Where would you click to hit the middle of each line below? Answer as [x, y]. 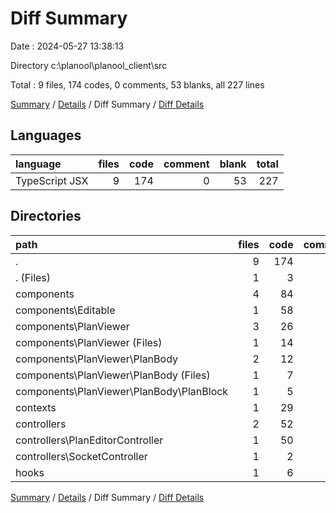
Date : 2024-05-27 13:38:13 [67, 46]
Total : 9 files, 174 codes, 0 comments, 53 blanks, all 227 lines [137, 84]
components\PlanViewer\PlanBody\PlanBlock [122, 391]
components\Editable [65, 310]
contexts [36, 407]
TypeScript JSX [52, 180]
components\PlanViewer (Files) [89, 342]
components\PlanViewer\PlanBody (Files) [113, 375]
